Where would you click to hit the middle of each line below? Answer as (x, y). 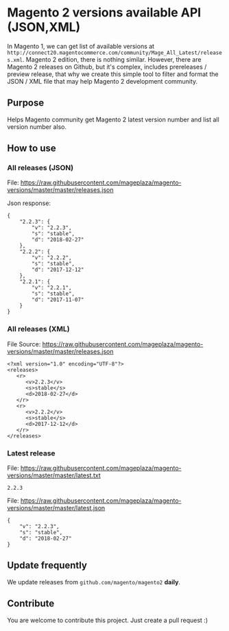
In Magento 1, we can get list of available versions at (81, 46)
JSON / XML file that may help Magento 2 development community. (103, 81)
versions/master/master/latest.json (56, 508)
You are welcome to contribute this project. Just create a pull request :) (107, 620)
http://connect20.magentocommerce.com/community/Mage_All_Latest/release (115, 53)
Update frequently (47, 565)
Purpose (26, 103)
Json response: (29, 203)
